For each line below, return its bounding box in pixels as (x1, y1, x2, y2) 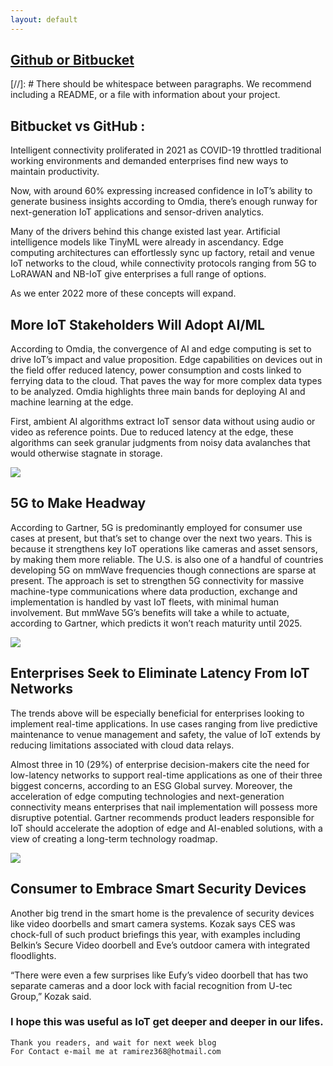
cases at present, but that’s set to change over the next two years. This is (10, 532, 313, 544)
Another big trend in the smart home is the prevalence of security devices (10, 907, 315, 919)
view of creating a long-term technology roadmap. (10, 832, 218, 845)
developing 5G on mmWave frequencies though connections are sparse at (10, 564, 317, 576)
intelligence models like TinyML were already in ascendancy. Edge (10, 236, 284, 248)
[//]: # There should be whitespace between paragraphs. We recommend (10, 78, 312, 90)
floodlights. (10, 949, 57, 961)
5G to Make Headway (10, 495, 147, 512)
